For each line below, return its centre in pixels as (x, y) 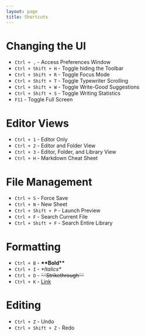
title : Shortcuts (27, 17)
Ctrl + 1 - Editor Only (41, 140)
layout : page (22, 11)
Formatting (34, 247)
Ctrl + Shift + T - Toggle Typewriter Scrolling (71, 81)
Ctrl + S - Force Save (41, 198)
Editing (24, 305)
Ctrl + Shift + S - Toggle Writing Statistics (68, 93)
